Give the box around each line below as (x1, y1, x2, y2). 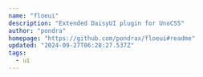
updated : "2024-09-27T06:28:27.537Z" (8, 42, 135, 50)
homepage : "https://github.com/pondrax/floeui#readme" (8, 34, 196, 43)
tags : (8, 49, 26, 57)
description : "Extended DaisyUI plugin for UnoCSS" (8, 19, 185, 27)
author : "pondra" (8, 26, 67, 34)
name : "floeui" (8, 11, 59, 20)
